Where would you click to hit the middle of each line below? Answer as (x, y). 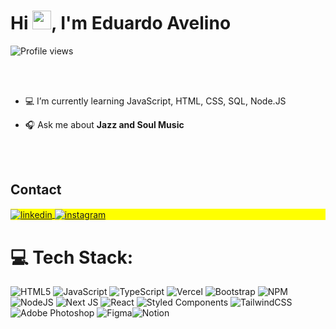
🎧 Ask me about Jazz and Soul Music (104, 124)
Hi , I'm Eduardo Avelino (121, 23)
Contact (36, 190)
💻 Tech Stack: (72, 257)
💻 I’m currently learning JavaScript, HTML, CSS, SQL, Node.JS (155, 101)
